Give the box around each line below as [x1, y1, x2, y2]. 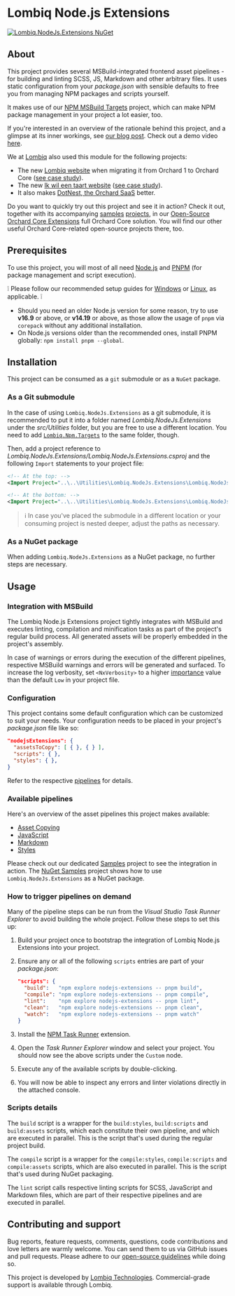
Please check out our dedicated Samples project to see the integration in [7, 859, 218, 868]
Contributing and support [7, 1218, 121, 1231]
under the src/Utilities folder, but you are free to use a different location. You [7, 423, 227, 432]
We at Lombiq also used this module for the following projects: [7, 152, 187, 161]
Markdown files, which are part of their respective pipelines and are [7, 1190, 203, 1199]
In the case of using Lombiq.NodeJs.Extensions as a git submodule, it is [7, 408, 211, 416]
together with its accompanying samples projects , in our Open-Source [7, 209, 210, 218]
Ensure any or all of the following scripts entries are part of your [17, 957, 204, 965]
